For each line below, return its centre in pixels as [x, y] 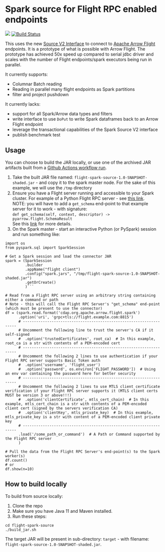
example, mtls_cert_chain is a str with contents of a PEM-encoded [76, 404]
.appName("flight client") [53, 269]
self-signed [17, 334]
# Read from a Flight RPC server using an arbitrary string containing [80, 295]
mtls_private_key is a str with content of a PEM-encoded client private [83, 417]
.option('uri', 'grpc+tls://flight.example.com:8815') [76, 317]
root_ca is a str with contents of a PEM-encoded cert [63, 343]
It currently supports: [27, 74]
